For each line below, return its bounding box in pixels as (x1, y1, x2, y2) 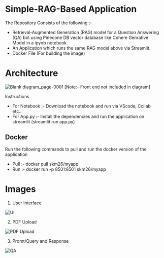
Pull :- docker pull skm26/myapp (12, 161, 79, 167)
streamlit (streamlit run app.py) (12, 118, 75, 124)
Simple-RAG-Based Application (5, 3, 137, 15)
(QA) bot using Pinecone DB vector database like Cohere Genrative (12, 35, 149, 40)
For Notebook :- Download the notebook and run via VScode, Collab (12, 103, 151, 109)
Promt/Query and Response (12, 238, 69, 244)
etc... (12, 108, 23, 114)
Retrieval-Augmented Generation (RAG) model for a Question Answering (12, 29, 159, 35)
